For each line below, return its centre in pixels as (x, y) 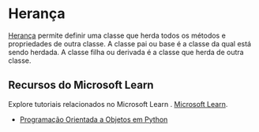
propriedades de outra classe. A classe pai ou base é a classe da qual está (129, 43)
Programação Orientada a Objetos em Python (94, 119)
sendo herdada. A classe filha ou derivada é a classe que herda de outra (126, 52)
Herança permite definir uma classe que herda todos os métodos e (117, 35)
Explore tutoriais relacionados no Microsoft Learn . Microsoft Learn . (118, 104)
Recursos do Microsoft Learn (81, 85)
